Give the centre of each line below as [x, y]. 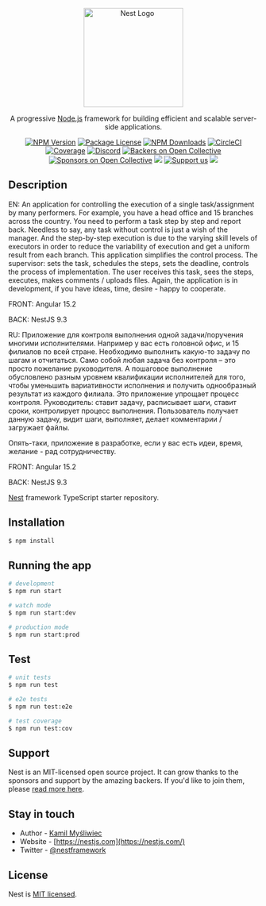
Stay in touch [42, 814]
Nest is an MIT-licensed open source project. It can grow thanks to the [123, 772]
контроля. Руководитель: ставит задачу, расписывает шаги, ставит [122, 402]
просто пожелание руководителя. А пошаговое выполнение [110, 368]
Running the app [50, 565]
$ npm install [32, 541]
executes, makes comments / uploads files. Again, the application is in [123, 280]
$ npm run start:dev [42, 613]
